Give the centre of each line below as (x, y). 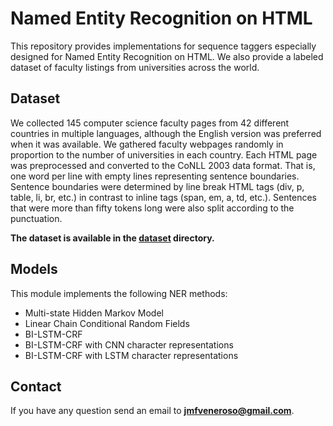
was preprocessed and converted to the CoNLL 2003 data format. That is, (163, 165)
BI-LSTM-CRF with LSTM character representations (131, 355)
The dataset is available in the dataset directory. (112, 238)
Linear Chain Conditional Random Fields (107, 323)
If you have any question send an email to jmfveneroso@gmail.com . (152, 411)
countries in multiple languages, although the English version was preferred (166, 133)
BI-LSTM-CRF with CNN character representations (129, 344)
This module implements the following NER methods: (119, 293)
